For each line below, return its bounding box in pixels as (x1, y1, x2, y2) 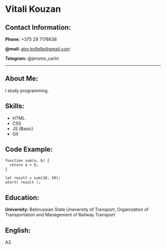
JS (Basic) (12, 125, 34, 132)
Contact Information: (5, 23, 71, 32)
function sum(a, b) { (5, 158, 50, 163)
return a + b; (9, 162, 39, 168)
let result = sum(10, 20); (5, 176, 61, 181)
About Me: (5, 74, 39, 83)
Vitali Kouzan (5, 3, 61, 15)
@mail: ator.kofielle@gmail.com (5, 46, 70, 51)
